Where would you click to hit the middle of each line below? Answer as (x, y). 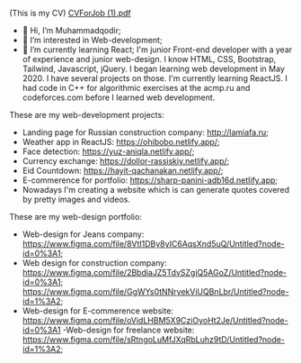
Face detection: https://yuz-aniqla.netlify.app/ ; (108, 151)
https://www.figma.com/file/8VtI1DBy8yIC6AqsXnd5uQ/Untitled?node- (153, 244)
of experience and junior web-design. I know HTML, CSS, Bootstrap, (149, 59)
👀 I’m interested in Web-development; (93, 40)
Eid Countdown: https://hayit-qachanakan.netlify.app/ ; (123, 171)
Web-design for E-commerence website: (97, 311)
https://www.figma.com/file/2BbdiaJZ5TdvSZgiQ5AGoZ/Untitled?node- (155, 272)
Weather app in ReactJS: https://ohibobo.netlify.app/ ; (121, 142)
